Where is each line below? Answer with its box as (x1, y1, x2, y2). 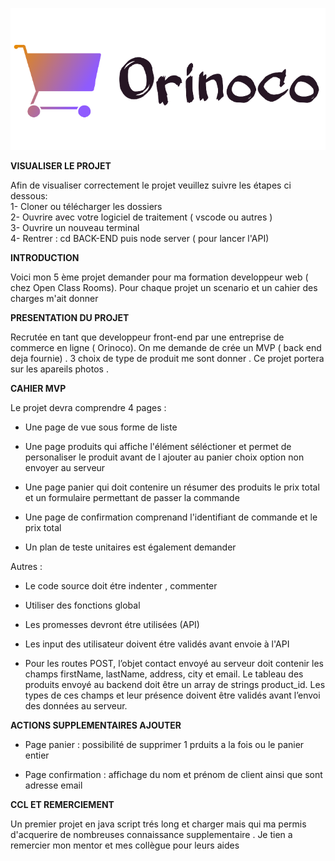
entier (24, 749, 50, 761)
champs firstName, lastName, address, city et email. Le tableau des (24, 668, 304, 680)
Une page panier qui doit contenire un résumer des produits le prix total (24, 481, 320, 493)
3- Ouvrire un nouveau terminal (10, 221, 140, 233)
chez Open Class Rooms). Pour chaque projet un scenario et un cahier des (10, 281, 318, 293)
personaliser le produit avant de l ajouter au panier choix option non (24, 451, 305, 463)
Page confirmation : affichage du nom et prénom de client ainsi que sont (24, 768, 323, 780)
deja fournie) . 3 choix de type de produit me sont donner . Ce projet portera (10, 352, 325, 364)
